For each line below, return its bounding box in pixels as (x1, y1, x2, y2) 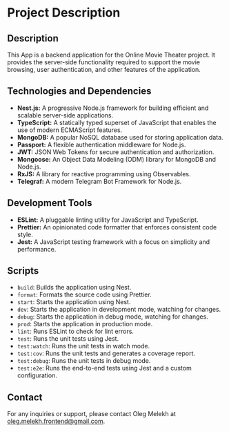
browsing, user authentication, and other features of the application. (7, 66, 201, 73)
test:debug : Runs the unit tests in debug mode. (17, 357, 151, 365)
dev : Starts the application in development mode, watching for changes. (17, 306, 221, 314)
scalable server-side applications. (17, 111, 114, 119)
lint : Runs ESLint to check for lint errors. (17, 327, 135, 336)
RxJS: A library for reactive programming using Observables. (17, 169, 191, 178)
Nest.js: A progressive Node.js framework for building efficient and (17, 104, 209, 112)
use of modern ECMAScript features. (17, 126, 123, 134)
